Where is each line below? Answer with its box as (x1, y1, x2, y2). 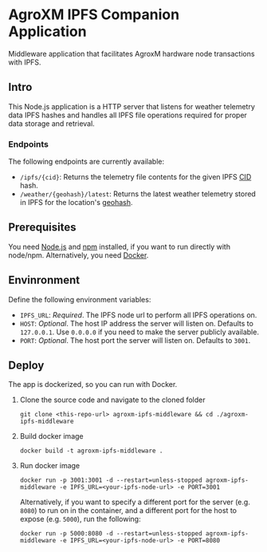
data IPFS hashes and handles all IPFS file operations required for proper (8, 110, 247, 120)
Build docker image (19, 432, 84, 441)
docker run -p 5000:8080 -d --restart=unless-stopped (19, 530, 202, 538)
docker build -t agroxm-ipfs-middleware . (19, 447, 163, 455)
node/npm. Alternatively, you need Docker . (8, 250, 149, 260)
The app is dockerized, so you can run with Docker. (8, 380, 178, 389)
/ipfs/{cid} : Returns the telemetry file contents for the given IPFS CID (19, 172, 252, 182)
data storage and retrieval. (8, 118, 96, 128)
